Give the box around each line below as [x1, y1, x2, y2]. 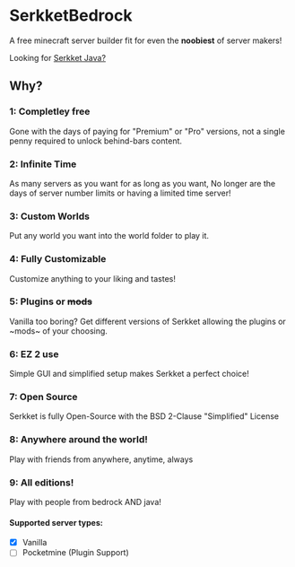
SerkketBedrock [9, 5, 133, 26]
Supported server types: [9, 517, 103, 528]
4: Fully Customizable [9, 253, 107, 266]
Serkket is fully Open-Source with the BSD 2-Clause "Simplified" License [9, 411, 280, 422]
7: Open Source [9, 391, 78, 404]
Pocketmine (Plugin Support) [22, 547, 130, 558]
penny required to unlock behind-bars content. [9, 135, 182, 146]
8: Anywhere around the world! [9, 433, 148, 446]
